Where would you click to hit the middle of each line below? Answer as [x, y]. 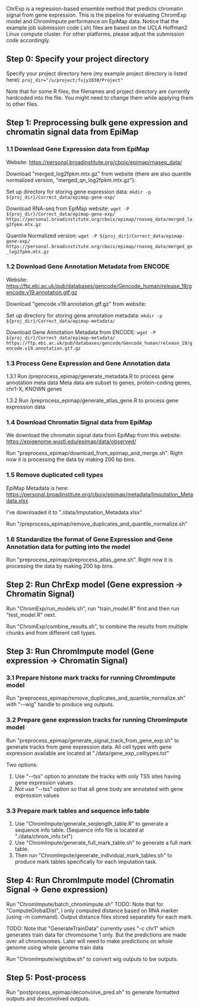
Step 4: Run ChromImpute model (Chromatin [90, 880]
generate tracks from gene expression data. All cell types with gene [89, 747]
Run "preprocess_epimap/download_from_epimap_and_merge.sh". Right [94, 453]
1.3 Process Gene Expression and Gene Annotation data [88, 363]
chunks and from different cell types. [51, 632]
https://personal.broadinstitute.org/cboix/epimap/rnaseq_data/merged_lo [99, 219]
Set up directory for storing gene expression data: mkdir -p [79, 191]
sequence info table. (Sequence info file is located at [79, 830]
